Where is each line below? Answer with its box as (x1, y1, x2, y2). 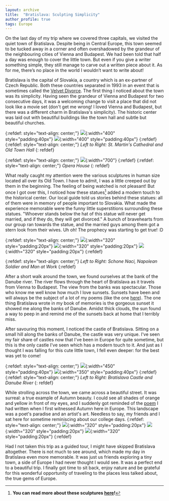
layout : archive (5, 7, 39, 13)
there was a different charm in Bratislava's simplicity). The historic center (5, 109, 157, 115)
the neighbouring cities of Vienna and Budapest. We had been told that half (5, 51, 161, 57)
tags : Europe (5, 21, 33, 27)
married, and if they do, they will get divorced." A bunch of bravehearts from (5, 216, 163, 222)
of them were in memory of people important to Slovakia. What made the (5, 200, 156, 206)
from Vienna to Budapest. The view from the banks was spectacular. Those (5, 284, 161, 290)
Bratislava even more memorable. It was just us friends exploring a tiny (5, 454, 152, 460)
